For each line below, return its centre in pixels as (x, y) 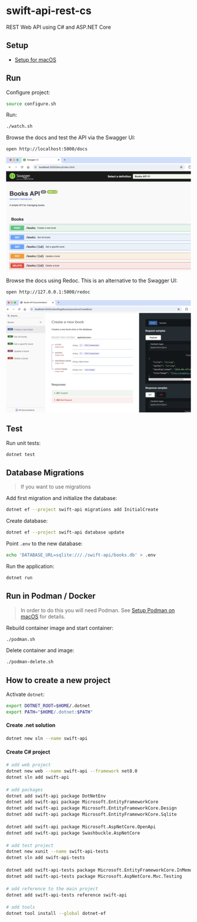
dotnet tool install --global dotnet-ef (56, 914)
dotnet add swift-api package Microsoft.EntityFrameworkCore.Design (91, 808)
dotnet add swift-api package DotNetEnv (56, 796)
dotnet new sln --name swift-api (47, 739)
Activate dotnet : (26, 694)
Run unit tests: (23, 443)
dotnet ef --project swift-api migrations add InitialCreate (82, 510)
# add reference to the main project (52, 889)
